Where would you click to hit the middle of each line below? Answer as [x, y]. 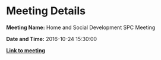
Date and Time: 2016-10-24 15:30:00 [51, 39]
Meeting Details [46, 11]
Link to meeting [26, 50]
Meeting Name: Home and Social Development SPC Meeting [81, 27]
